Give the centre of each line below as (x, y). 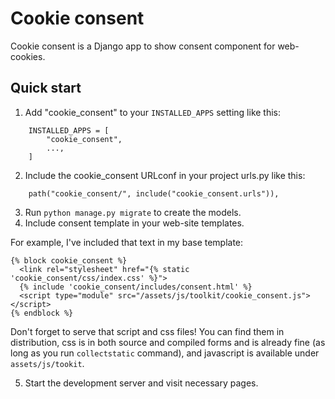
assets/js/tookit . (47, 363)
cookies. (28, 56)
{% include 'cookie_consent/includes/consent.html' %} (136, 287)
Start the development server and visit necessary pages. (141, 383)
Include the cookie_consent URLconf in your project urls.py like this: (165, 175)
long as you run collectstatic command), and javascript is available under (165, 353)
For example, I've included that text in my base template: (127, 242)
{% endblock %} (42, 313)
